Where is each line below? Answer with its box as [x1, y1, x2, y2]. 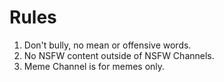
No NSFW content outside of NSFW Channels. [23, 49, 215, 61]
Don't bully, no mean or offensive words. [23, 39, 192, 51]
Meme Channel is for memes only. [23, 60, 166, 72]
